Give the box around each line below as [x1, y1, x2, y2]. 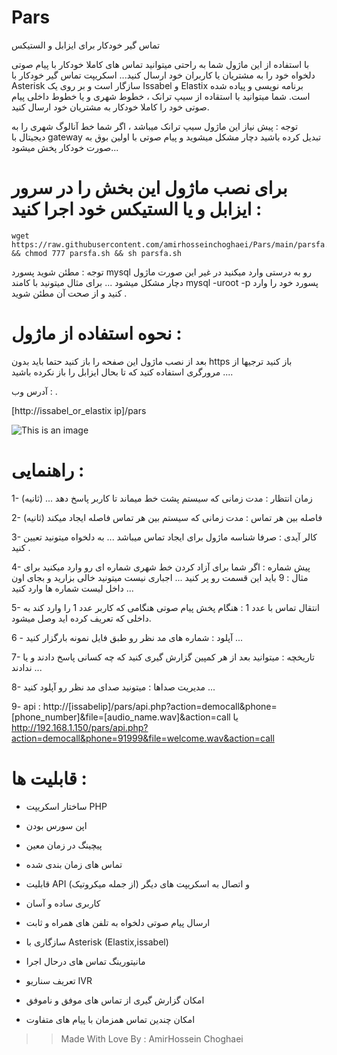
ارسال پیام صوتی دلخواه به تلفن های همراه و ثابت [25, 916, 211, 928]
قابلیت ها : [11, 767, 88, 790]
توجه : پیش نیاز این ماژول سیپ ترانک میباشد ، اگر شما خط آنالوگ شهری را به [11, 120, 299, 132]
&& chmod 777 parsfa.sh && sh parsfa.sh [11, 248, 183, 258]
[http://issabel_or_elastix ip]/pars [11, 404, 147, 416]
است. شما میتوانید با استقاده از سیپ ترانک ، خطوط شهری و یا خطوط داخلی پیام [11, 90, 311, 102]
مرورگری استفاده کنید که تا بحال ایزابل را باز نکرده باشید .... [11, 366, 234, 378]
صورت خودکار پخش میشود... [11, 141, 119, 153]
